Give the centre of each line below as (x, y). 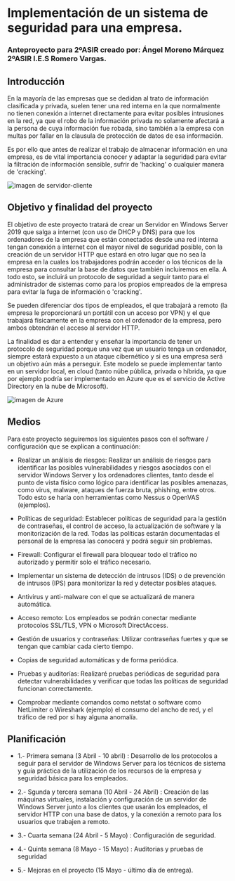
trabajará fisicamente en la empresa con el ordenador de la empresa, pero (115, 320)
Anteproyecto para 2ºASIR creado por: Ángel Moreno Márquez (116, 50)
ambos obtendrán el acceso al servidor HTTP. (74, 328)
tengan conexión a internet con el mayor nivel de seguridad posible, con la (115, 247)
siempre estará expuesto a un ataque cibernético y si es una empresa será (115, 356)
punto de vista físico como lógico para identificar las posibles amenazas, (123, 482)
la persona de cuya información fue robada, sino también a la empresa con (116, 128)
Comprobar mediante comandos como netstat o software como (109, 702)
